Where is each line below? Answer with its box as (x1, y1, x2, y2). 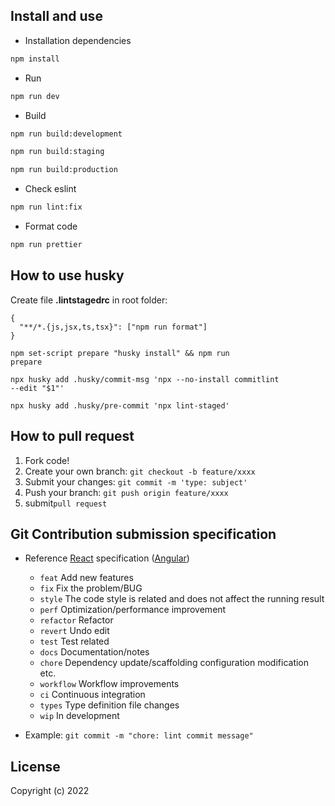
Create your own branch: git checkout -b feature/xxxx (24, 465, 256, 477)
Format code (24, 220, 78, 233)
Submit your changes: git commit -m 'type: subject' (24, 475, 248, 488)
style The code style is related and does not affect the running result (39, 593, 325, 605)
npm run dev (10, 91, 60, 101)
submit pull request (24, 497, 108, 509)
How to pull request (10, 428, 135, 445)
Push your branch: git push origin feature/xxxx (24, 486, 229, 498)
